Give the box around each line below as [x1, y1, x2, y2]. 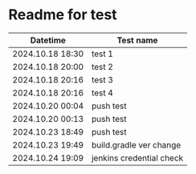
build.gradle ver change [91, 139, 182, 150]
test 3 [91, 74, 114, 85]
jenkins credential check [91, 152, 184, 164]
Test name [116, 34, 158, 46]
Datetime [30, 34, 67, 46]
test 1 [91, 48, 114, 59]
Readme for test [8, 6, 118, 24]
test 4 [91, 87, 114, 98]
